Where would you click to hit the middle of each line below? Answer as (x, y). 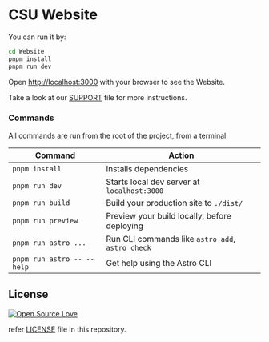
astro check (129, 247)
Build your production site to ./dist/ (175, 203)
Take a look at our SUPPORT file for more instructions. (98, 97)
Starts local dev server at (153, 182)
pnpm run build (41, 203)
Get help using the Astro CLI (159, 263)
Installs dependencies (147, 168)
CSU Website (53, 15)
